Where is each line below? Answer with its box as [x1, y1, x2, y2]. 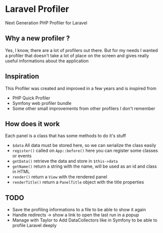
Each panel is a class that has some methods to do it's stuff [5, 133, 126, 139]
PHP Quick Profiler [12, 95, 50, 101]
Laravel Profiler [5, 3, 69, 15]
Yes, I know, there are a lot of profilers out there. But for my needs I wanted [5, 47, 158, 53]
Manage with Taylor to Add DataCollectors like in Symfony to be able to [12, 217, 158, 223]
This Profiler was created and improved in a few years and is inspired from [5, 85, 157, 91]
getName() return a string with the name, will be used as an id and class [12, 163, 157, 169]
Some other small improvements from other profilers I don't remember [12, 105, 156, 111]
